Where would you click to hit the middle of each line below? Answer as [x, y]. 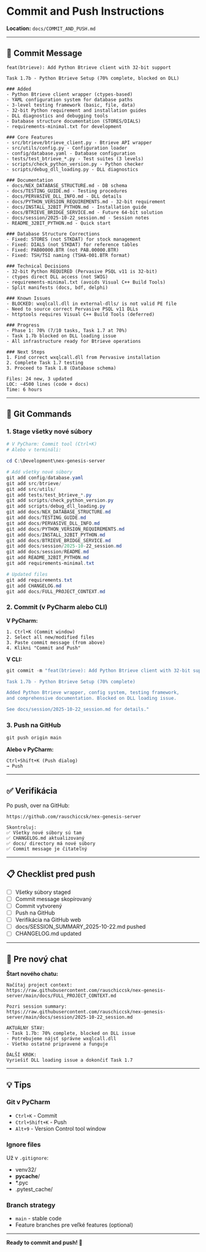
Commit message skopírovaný [53, 899]
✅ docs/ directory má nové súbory [51, 844]
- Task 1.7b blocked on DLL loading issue [61, 336]
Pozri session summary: [37, 1007]
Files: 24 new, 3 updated [39, 378]
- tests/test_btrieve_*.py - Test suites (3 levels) [75, 159]
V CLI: [14, 659]
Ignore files [24, 1144]
